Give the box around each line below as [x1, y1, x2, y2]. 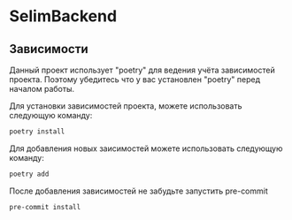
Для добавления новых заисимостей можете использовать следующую [9, 143, 283, 154]
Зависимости [9, 42, 88, 57]
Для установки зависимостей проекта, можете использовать [9, 101, 242, 111]
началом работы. [9, 84, 75, 94]
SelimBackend [9, 6, 118, 27]
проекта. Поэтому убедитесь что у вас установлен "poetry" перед [9, 74, 261, 85]
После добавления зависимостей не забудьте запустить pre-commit [9, 186, 268, 196]
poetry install [9, 127, 65, 136]
